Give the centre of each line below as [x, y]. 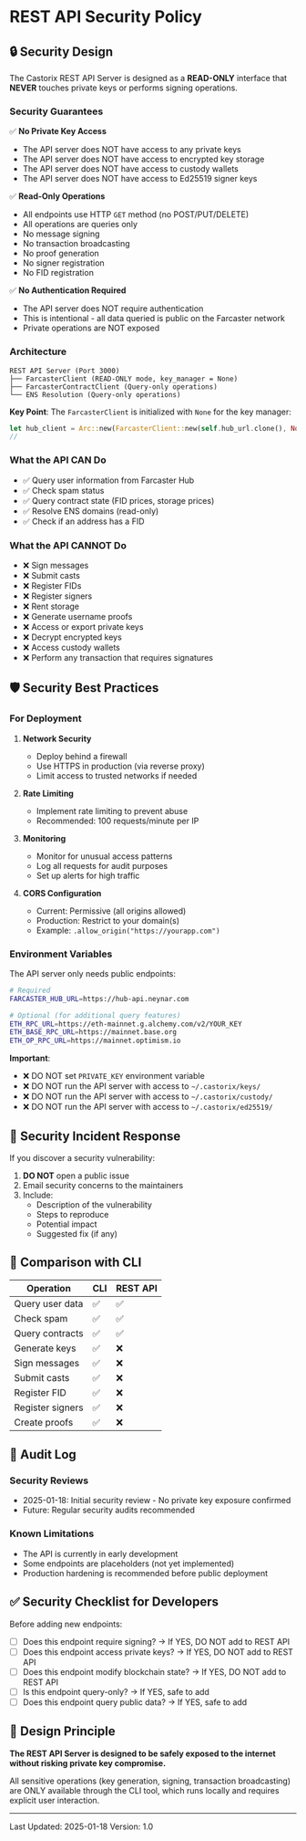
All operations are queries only [80, 225]
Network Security [57, 738]
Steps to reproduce [72, 1214]
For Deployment [46, 718]
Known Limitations [52, 1533]
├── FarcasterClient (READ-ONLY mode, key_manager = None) [124, 379]
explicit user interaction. [55, 1800]
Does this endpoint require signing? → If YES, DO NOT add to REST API [156, 1641]
